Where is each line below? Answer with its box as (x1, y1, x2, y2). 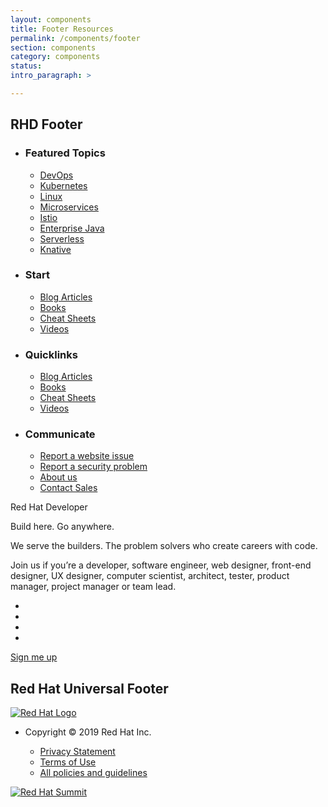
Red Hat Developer (10, 501, 88, 513)
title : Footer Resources (10, 24, 114, 34)
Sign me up (10, 651, 58, 663)
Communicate (24, 427, 96, 441)
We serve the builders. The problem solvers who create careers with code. (10, 540, 318, 552)
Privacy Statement (39, 746, 116, 758)
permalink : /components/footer (10, 33, 141, 43)
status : (10, 61, 43, 71)
